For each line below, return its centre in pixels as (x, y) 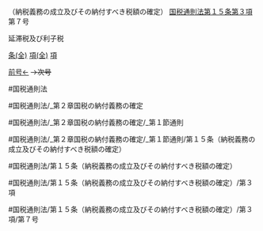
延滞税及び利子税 (36, 38)
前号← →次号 (30, 72)
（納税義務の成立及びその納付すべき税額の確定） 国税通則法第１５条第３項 (130, 11)
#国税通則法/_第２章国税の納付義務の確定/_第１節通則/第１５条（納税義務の (132, 139)
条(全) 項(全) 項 (33, 55)
